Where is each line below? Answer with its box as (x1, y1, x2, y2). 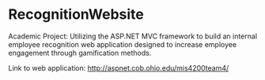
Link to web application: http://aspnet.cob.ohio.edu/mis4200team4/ (8, 63, 229, 72)
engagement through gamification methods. (8, 48, 152, 57)
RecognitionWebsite (8, 5, 145, 24)
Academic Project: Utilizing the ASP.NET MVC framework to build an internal (8, 31, 258, 41)
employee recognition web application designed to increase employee (8, 39, 237, 49)
